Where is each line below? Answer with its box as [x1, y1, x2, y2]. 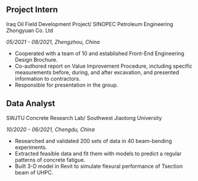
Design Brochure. [14, 56, 58, 63]
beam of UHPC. [14, 169, 54, 176]
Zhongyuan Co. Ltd [6, 27, 54, 34]
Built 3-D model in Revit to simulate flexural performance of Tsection [14, 163, 183, 170]
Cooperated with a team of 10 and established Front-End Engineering [14, 50, 184, 57]
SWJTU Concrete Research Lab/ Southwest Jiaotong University [6, 114, 162, 121]
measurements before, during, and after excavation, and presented [14, 68, 180, 76]
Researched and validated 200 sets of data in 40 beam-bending [14, 137, 172, 144]
